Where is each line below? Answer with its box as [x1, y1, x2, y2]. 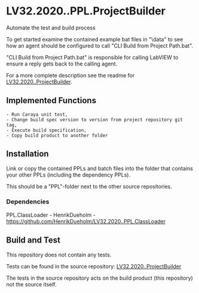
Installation [6, 149, 49, 159]
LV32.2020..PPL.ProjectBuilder [6, 4, 166, 18]
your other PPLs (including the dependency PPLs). [6, 171, 130, 178]
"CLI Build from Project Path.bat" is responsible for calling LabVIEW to [6, 53, 179, 61]
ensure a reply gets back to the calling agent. [6, 60, 118, 67]
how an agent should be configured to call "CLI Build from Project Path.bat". [6, 42, 194, 49]
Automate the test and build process [6, 24, 96, 31]
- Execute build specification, [6, 127, 87, 133]
